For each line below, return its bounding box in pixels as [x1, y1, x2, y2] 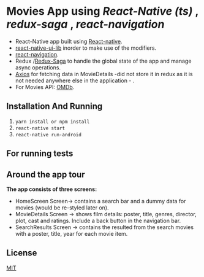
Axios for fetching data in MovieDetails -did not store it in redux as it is [15, 70, 193, 77]
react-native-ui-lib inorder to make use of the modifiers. [15, 44, 157, 52]
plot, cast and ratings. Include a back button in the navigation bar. [15, 217, 181, 224]
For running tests [6, 149, 74, 159]
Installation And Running [6, 101, 103, 112]
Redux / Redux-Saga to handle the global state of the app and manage [15, 57, 192, 64]
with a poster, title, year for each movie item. [15, 230, 128, 237]
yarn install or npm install [15, 119, 90, 125]
